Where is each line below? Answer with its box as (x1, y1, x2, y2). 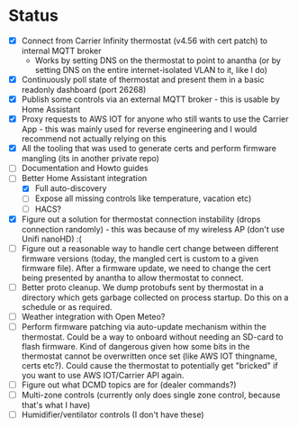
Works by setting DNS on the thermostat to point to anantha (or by (34, 55, 281, 66)
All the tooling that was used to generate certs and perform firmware (21, 143, 276, 154)
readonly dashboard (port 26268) (21, 85, 147, 96)
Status (8, 5, 59, 26)
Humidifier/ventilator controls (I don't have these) (21, 409, 204, 420)
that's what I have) (21, 400, 91, 410)
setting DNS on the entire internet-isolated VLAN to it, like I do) (34, 65, 267, 75)
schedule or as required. (21, 301, 113, 312)
